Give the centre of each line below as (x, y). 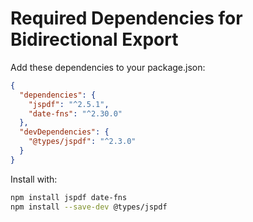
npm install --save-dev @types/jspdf (89, 207)
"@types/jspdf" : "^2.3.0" (82, 142)
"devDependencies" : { (64, 132)
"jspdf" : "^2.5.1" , (69, 104)
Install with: (34, 179)
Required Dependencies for (126, 18)
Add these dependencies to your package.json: (108, 67)
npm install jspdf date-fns (69, 197)
